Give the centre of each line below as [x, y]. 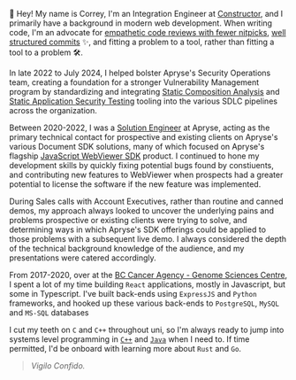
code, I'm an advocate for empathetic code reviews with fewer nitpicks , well [148, 32]
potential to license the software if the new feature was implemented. [135, 184]
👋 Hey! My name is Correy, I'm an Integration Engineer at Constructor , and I [146, 14]
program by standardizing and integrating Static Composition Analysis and [144, 92]
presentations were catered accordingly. [83, 258]
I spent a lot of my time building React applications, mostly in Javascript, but [147, 284]
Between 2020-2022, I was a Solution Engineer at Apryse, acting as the [140, 128]
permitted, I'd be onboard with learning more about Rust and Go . [125, 349]
